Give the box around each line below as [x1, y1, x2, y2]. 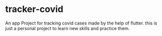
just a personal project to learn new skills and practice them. [5, 25, 130, 31]
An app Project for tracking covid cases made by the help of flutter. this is [5, 20, 157, 26]
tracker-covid [5, 3, 64, 15]
